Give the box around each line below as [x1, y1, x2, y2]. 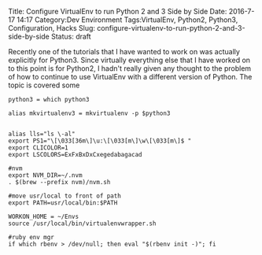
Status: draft [50, 31, 92, 41]
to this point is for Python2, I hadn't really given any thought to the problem [8, 64, 252, 73]
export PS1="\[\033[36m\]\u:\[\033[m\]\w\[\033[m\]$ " [8, 137, 192, 145]
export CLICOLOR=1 [8, 144, 68, 152]
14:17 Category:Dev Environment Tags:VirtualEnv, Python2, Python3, [17, 15, 238, 24]
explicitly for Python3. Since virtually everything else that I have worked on [8, 55, 250, 65]
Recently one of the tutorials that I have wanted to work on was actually [8, 47, 240, 56]
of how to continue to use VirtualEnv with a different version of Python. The [8, 72, 253, 81]
